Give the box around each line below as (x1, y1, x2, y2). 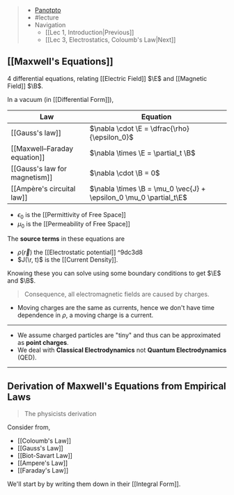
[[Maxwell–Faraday (10, 143, 74, 153)
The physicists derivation (24, 410, 97, 418)
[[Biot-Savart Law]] (17, 452, 73, 460)
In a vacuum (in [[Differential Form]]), (7, 95, 114, 103)
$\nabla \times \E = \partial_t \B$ (89, 148, 196, 158)
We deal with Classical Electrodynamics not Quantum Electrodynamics (17, 346, 227, 355)
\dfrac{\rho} (150, 124, 190, 133)
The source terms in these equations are (7, 235, 125, 243)
